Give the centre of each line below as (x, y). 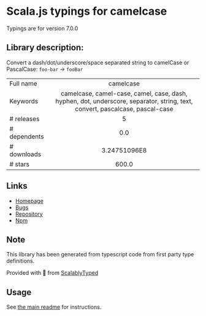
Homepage (29, 200)
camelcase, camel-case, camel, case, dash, (124, 93)
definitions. (21, 261)
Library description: (45, 48)
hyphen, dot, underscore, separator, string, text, (124, 101)
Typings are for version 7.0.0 (42, 28)
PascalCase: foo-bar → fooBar (45, 69)
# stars (19, 164)
